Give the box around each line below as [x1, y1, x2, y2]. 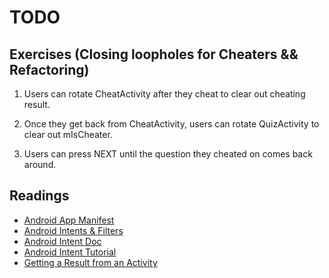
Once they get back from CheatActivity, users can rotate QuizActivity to [23, 118, 320, 130]
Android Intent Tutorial [23, 246, 117, 258]
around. [23, 159, 57, 170]
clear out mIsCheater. [23, 129, 113, 140]
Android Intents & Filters [23, 224, 124, 236]
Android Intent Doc [23, 235, 102, 247]
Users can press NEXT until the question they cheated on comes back [23, 148, 313, 160]
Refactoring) [9, 61, 90, 78]
